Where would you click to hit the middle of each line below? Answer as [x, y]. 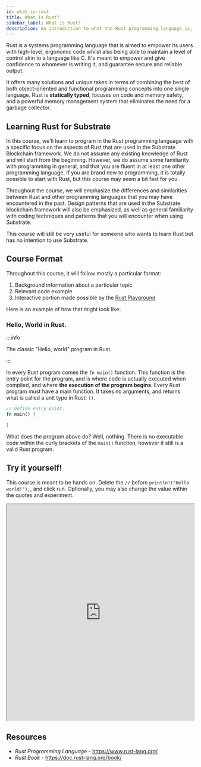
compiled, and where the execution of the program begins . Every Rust [93, 385]
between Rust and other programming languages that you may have [89, 197]
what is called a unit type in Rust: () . [51, 398]
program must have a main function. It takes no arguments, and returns [93, 391]
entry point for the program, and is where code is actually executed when [96, 379]
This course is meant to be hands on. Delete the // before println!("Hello [98, 482]
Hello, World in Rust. [36, 324]
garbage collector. [29, 108]
